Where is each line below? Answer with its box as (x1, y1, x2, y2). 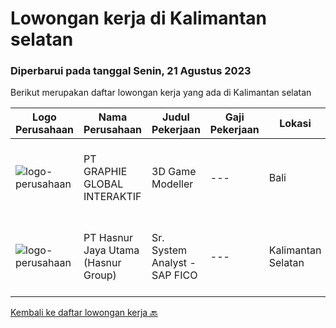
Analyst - (151, 256, 197, 270)
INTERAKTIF (83, 190, 142, 204)
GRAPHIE (83, 165, 128, 179)
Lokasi (279, 117, 312, 131)
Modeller (151, 177, 194, 191)
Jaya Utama (83, 243, 140, 257)
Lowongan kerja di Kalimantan (10, 7, 268, 30)
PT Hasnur (83, 231, 134, 245)
